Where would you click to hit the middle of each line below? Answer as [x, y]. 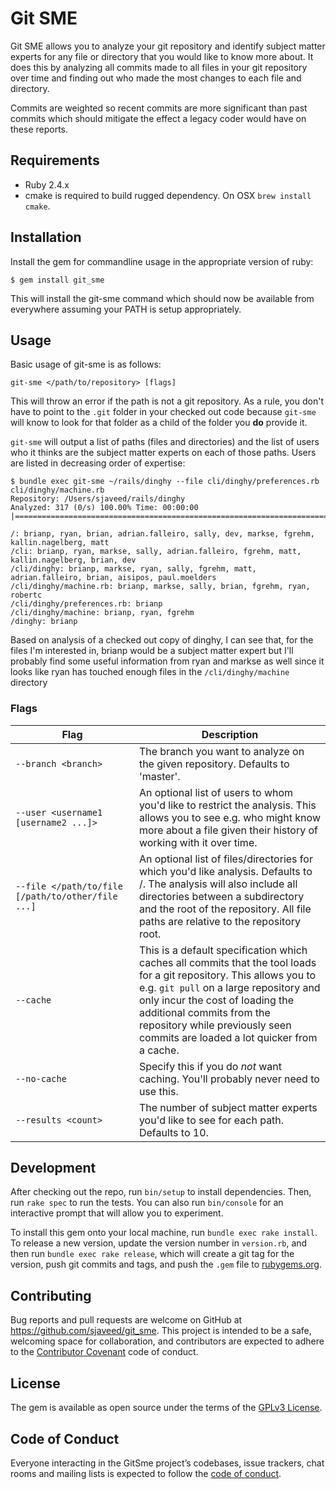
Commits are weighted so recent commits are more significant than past [159, 108]
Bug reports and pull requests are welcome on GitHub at [126, 1320]
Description [230, 734]
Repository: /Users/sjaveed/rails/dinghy [98, 499]
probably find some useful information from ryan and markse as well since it [167, 661]
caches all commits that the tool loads [227, 962]
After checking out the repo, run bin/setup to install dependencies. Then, [161, 1192]
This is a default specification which [223, 950]
